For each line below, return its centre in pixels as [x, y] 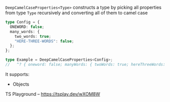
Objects [21, 84]
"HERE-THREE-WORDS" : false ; [44, 41]
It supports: [17, 74]
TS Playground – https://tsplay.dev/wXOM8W [53, 94]
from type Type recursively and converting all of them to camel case [77, 13]
